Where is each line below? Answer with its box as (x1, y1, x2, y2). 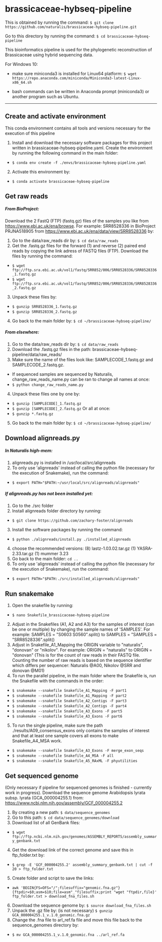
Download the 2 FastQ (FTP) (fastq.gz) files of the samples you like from (5, 218, 149, 224)
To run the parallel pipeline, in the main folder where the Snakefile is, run (12, 673, 156, 679)
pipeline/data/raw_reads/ (12, 351, 62, 357)
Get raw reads (5, 192, 48, 201)
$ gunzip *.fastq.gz (12, 412, 54, 416)
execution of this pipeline (5, 130, 55, 136)
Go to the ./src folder (12, 503, 54, 509)
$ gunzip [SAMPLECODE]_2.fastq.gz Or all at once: (12, 406, 110, 412)
